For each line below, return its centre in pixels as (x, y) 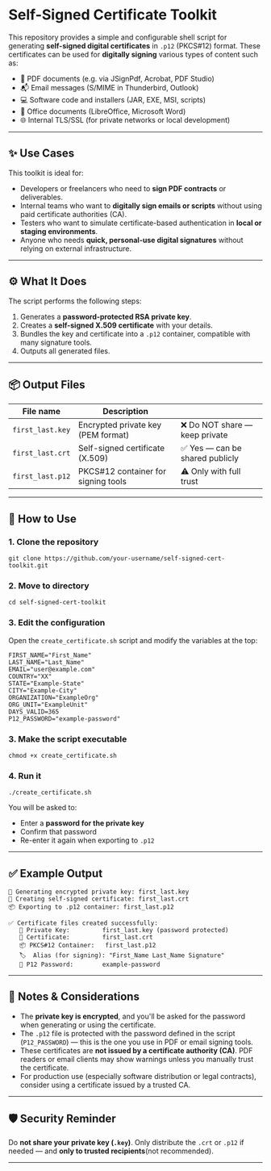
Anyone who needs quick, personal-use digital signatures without (131, 240)
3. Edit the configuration (57, 623)
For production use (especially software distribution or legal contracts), (138, 1076)
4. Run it (25, 776)
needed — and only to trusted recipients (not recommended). (111, 1151)
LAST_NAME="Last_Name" (46, 662)
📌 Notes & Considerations (74, 997)
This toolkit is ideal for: (46, 173)
